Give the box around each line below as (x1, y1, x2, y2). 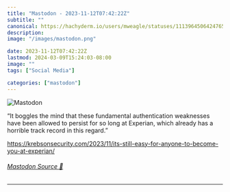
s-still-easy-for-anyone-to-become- (116, 139, 219, 147)
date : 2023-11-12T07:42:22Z (7, 48, 88, 55)
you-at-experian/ (7, 147, 55, 155)
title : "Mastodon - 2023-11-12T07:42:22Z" (7, 10, 130, 17)
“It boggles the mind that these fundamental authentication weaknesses (7, 111, 210, 120)
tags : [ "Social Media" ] (7, 67, 75, 74)
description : (7, 29, 44, 36)
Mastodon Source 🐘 (7, 163, 64, 171)
